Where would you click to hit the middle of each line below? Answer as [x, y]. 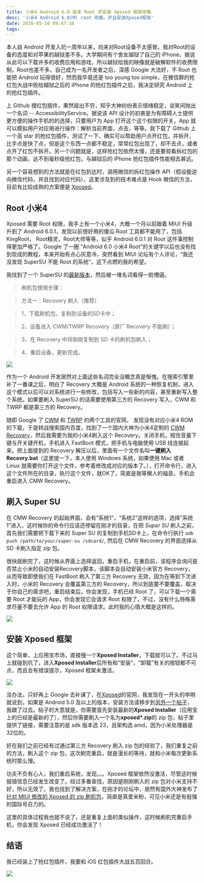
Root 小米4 [27, 208]
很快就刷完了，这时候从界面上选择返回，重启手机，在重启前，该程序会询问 [99, 561]
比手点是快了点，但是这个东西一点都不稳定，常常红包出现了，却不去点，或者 [102, 144]
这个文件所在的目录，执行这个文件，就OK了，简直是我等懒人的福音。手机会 [101, 473]
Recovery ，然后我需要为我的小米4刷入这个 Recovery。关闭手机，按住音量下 [102, 435]
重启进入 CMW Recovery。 [40, 481]
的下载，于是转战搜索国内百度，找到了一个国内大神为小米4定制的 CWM [96, 428]
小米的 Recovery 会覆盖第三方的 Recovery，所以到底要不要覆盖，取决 [109, 584]
